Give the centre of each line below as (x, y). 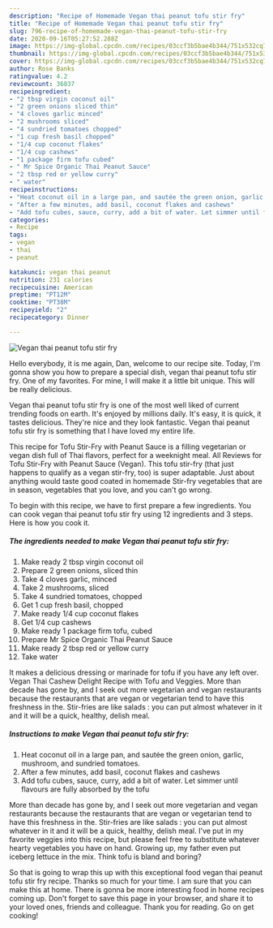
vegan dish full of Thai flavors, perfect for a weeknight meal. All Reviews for (136, 455)
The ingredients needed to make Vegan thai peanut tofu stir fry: (119, 542)
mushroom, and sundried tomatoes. (81, 763)
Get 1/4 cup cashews (56, 622)
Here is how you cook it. (49, 522)
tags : (18, 235)
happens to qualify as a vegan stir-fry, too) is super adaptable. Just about (132, 473)
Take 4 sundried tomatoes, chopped (81, 596)
